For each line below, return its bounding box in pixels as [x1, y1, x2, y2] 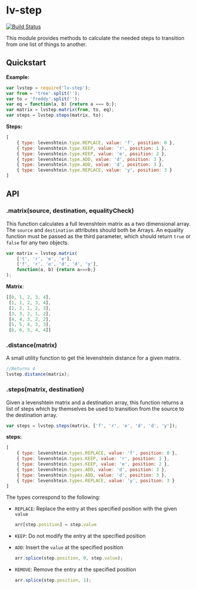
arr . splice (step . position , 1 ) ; [14, 577, 92, 584]
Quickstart [6, 58, 46, 68]
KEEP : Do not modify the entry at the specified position [14, 532, 146, 539]
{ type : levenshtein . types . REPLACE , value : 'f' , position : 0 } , [16, 450, 178, 456]
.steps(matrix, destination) [6, 386, 85, 394]
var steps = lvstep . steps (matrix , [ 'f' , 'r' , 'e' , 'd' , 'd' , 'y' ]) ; [6, 423, 178, 429]
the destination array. [6, 411, 58, 419]
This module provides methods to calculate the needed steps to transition [6, 34, 185, 41]
